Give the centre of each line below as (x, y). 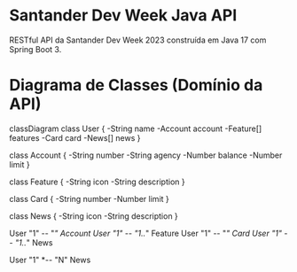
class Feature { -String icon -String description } (97, 182)
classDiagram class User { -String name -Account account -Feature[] (136, 128)
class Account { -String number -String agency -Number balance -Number (146, 155)
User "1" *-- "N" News (50, 260)
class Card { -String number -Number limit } (90, 198)
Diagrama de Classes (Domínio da (136, 85)
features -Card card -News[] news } (75, 137)
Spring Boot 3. (35, 49)
